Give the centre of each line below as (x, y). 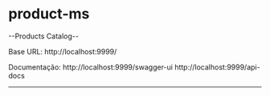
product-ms (49, 14)
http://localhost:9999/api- (217, 67)
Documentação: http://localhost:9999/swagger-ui (90, 67)
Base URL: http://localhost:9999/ (63, 51)
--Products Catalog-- (43, 36)
